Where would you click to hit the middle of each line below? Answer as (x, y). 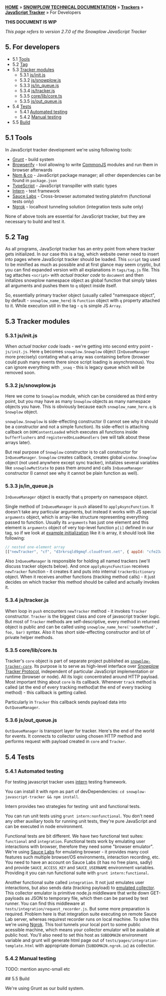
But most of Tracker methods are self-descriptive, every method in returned (82, 621)
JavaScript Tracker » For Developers (43, 12)
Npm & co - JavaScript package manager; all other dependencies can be (86, 175)
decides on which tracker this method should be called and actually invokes (82, 582)
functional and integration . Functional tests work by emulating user (75, 842)
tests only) (23, 201)
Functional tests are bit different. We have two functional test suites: (74, 836)
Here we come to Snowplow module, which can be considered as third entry (81, 396)
